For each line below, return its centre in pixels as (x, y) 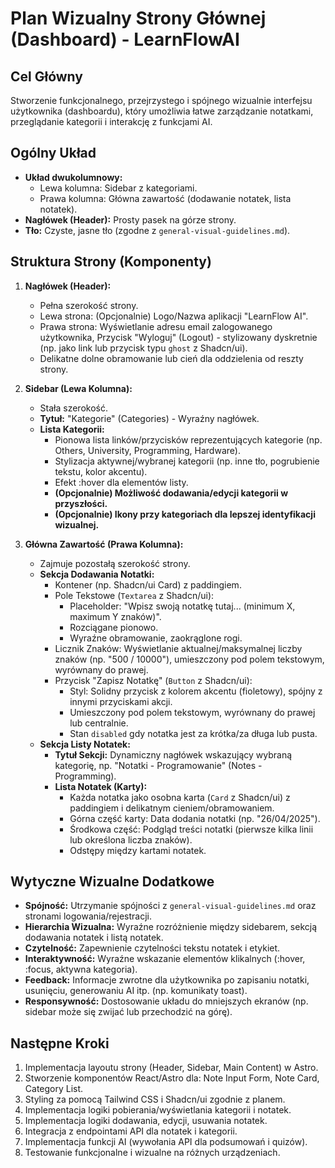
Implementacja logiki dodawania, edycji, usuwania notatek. (146, 1121)
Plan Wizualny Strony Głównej (138, 18)
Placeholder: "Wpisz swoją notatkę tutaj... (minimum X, (182, 606)
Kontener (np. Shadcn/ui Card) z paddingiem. (148, 584)
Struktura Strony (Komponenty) (111, 262)
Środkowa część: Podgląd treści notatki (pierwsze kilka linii (191, 829)
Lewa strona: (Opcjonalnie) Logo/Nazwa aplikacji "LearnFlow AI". (174, 316)
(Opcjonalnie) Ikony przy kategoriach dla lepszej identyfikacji (185, 514)
